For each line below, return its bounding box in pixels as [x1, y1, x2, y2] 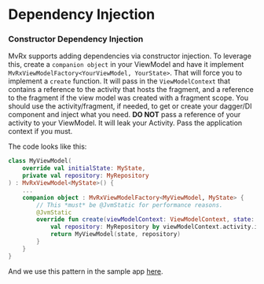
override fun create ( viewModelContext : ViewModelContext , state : [36, 216, 255, 223]
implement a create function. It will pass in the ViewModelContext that [8, 76, 230, 86]
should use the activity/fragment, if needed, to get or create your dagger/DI [8, 101, 252, 111]
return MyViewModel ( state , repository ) [49, 231, 181, 238]
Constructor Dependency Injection [8, 34, 144, 45]
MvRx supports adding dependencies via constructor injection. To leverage [8, 51, 251, 61]
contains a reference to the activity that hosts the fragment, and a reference [8, 85, 254, 94]
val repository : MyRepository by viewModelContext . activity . [49, 223, 255, 231]
